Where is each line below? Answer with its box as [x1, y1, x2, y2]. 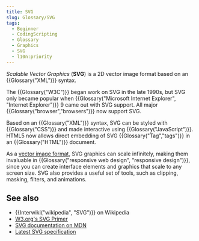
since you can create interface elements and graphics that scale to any [6, 163, 182, 170]
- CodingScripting [11, 31, 58, 37]
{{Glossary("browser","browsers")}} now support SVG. [6, 107, 142, 114]
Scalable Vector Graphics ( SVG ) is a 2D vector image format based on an [6, 70, 188, 77]
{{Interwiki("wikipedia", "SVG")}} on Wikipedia [14, 209, 130, 216]
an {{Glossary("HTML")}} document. [6, 138, 96, 145]
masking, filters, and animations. [6, 175, 87, 183]
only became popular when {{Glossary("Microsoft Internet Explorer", [6, 95, 176, 102]
